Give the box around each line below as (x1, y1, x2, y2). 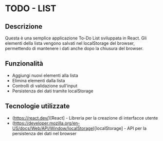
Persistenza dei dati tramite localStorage (12, 88, 93, 94)
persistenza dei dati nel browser (12, 130, 77, 136)
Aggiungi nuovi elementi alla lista (12, 72, 78, 78)
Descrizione (5, 22, 43, 31)
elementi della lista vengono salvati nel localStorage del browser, (5, 40, 135, 46)
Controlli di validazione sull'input (12, 83, 78, 88)
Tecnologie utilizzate (5, 102, 70, 110)
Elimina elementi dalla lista (12, 77, 65, 83)
